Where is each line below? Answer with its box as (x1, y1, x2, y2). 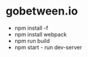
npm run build (14, 37, 50, 44)
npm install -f (14, 24, 48, 32)
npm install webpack (14, 30, 67, 38)
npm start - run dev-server (14, 44, 82, 51)
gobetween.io (5, 4, 78, 18)
